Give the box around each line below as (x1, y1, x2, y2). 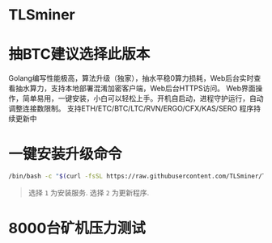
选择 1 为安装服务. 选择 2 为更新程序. (28, 187, 150, 197)
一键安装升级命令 (8, 145, 123, 163)
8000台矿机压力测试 (8, 220, 146, 237)
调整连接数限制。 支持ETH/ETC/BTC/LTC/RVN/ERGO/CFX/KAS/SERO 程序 (8, 103, 254, 114)
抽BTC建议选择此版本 (8, 45, 151, 64)
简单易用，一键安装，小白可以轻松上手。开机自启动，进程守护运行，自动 (22, 94, 264, 103)
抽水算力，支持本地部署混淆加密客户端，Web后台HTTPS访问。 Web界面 (15, 83, 256, 94)
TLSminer (8, 6, 75, 24)
